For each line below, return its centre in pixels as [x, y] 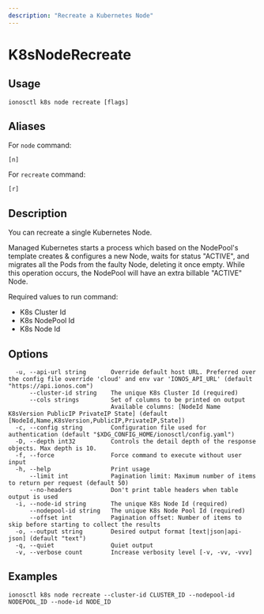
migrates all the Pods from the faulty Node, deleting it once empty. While [126, 265]
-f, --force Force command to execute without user [129, 456]
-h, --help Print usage [83, 469]
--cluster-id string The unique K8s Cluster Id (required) [134, 393]
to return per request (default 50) [68, 483]
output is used [33, 497]
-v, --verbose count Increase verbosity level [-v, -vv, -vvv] [134, 553]
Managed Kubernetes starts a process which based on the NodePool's [123, 248]
